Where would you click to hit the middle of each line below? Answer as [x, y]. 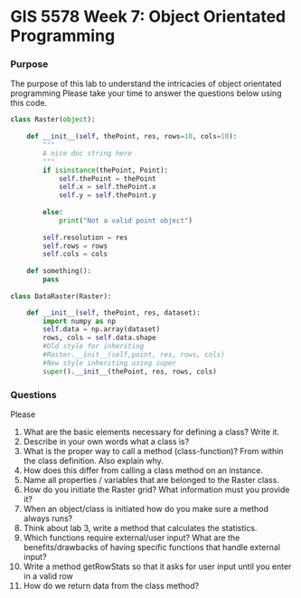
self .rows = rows [75, 246]
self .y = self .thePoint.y [107, 195]
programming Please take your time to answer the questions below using [146, 93]
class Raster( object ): [53, 119]
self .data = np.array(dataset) [102, 329]
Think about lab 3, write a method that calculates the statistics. [140, 528]
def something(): [59, 271]
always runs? [48, 518]
